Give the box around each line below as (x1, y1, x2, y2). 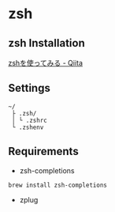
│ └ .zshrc (11, 116, 47, 124)
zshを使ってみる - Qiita (8, 59, 83, 67)
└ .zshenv (11, 123, 44, 131)
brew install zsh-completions (8, 181, 108, 189)
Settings (8, 81, 51, 95)
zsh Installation (8, 36, 85, 50)
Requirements (8, 145, 79, 158)
